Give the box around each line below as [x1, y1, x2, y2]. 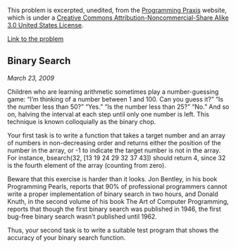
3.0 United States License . [7, 21, 84, 29]
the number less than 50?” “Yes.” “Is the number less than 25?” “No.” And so [7, 102, 230, 111]
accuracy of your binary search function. [7, 233, 126, 242]
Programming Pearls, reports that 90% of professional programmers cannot [7, 182, 228, 190]
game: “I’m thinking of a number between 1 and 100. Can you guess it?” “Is [7, 95, 224, 103]
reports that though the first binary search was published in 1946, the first [7, 205, 222, 213]
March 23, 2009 [7, 73, 55, 82]
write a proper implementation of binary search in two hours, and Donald [7, 190, 218, 198]
